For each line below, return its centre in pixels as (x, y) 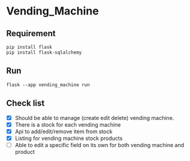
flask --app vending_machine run (48, 85)
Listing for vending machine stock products (69, 138)
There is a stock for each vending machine (68, 124)
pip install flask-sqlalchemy (44, 52)
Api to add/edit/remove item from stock (64, 131)
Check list (26, 103)
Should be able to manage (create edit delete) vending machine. (94, 118)
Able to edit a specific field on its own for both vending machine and (100, 145)
